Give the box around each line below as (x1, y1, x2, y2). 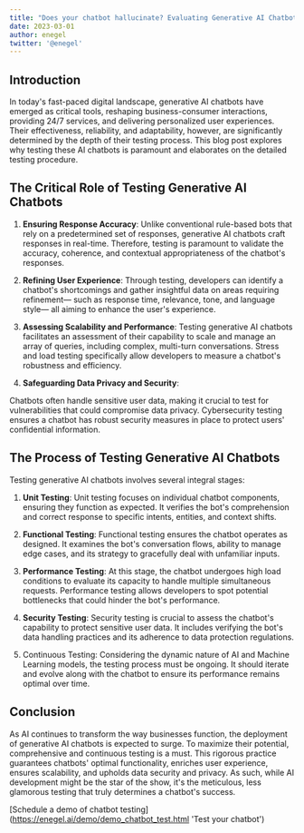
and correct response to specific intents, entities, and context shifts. (22, 511, 278, 522)
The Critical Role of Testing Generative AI (9, 181, 247, 196)
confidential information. (9, 424, 101, 435)
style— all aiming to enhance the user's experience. (22, 303, 216, 314)
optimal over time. (22, 678, 90, 689)
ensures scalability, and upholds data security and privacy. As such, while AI (9, 767, 295, 778)
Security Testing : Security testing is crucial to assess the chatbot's (22, 612, 274, 622)
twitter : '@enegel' (9, 38, 83, 48)
